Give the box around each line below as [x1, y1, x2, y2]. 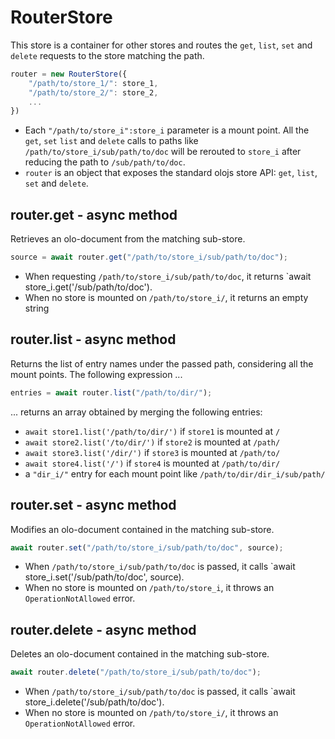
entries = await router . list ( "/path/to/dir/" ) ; [10, 387, 213, 398]
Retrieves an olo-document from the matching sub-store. [10, 233, 246, 245]
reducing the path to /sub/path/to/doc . [24, 156, 186, 168]
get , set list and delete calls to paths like [24, 135, 199, 147]
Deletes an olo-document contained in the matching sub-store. [10, 648, 270, 660]
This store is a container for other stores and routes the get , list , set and [10, 39, 313, 51]
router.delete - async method [10, 621, 197, 638]
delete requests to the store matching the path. [10, 49, 205, 61]
